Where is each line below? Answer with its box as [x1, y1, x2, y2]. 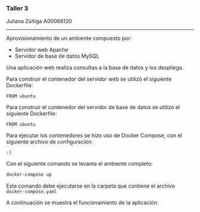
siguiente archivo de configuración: [6, 138, 93, 145]
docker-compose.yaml [6, 189, 58, 195]
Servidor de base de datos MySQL [14, 52, 100, 60]
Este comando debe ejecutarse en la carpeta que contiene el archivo [6, 182, 176, 189]
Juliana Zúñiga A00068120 [6, 18, 73, 25]
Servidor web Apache [14, 46, 68, 53]
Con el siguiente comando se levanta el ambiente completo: [6, 160, 153, 167]
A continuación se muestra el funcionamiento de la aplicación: [6, 199, 159, 206]
